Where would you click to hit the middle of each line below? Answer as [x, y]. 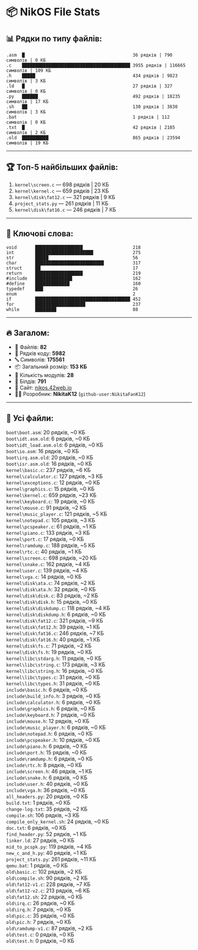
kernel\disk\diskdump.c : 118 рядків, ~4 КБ [58, 608]
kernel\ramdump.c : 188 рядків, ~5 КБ [51, 545]
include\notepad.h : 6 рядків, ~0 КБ [49, 734]
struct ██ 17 [72, 268]
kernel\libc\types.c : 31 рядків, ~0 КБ [53, 677]
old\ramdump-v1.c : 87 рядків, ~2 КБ [49, 928]
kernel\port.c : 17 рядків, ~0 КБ [45, 539]
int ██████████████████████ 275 [74, 252]
